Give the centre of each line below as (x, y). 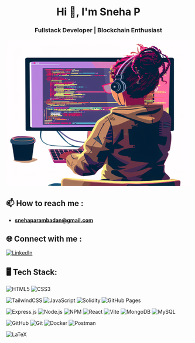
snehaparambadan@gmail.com (54, 220)
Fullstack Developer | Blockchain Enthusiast (98, 30)
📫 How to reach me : (45, 203)
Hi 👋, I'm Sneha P (98, 12)
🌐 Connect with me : (44, 239)
